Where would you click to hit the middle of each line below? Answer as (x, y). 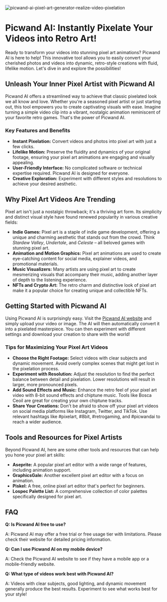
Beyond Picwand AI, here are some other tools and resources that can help (82, 449)
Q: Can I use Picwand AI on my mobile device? (54, 549)
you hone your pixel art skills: (35, 455)
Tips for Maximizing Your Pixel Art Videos (57, 347)
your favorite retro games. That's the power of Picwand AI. (65, 117)
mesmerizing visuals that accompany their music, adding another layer (85, 274)
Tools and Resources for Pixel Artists (64, 438)
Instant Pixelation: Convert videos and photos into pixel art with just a (84, 141)
